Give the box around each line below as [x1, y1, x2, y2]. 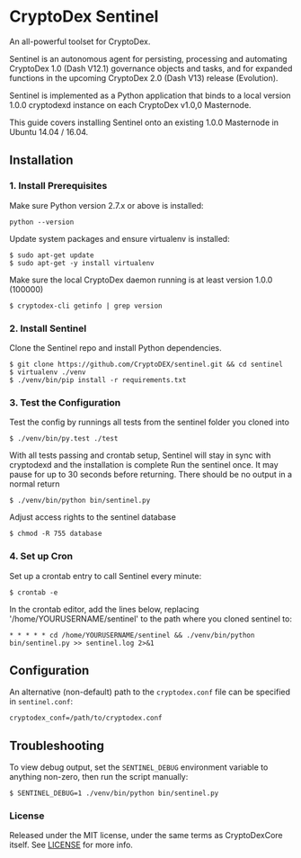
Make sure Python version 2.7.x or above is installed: [9, 200, 204, 210]
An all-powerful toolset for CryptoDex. [9, 36, 151, 47]
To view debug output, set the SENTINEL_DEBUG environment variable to [9, 762, 269, 773]
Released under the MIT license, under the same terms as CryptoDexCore [9, 830, 283, 841]
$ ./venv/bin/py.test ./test [9, 434, 119, 443]
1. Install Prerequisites [9, 180, 108, 192]
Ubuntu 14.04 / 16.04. [9, 126, 89, 137]
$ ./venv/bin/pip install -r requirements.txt [9, 375, 187, 384]
